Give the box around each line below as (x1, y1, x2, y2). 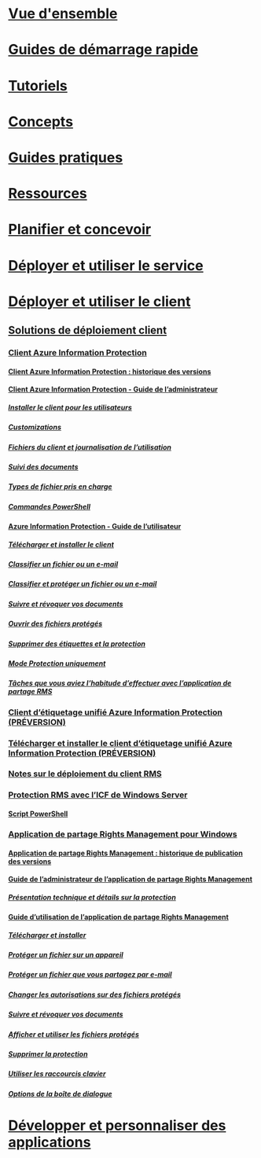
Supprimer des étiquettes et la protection (8, 638, 145, 649)
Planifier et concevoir (8, 221, 152, 238)
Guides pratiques (8, 149, 123, 166)
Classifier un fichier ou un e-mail (8, 560, 119, 568)
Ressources (8, 185, 88, 203)
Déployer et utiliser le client (8, 292, 191, 311)
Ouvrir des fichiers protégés (8, 619, 103, 629)
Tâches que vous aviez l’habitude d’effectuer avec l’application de (8, 678, 232, 688)
